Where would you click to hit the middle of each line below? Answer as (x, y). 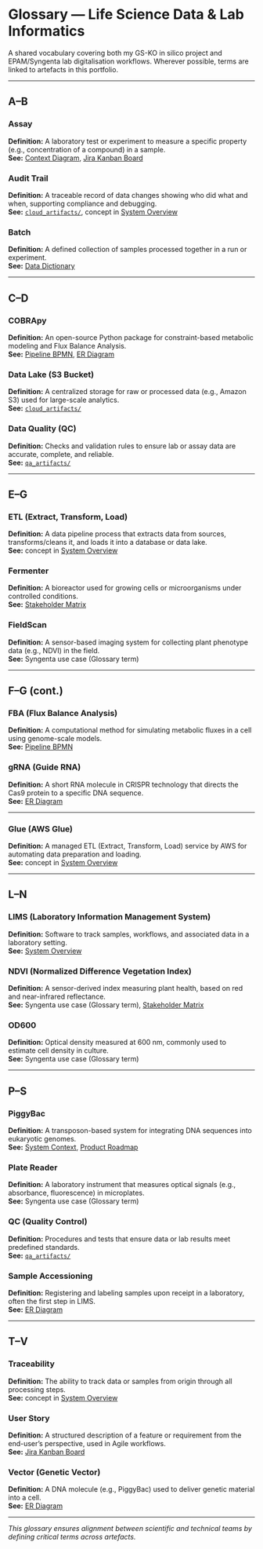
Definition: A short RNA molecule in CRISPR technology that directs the (123, 784)
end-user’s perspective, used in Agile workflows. (87, 1443)
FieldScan (27, 625)
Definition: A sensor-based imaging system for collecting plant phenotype (128, 642)
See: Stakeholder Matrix (47, 605)
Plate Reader (33, 1167)
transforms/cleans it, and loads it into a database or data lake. (108, 543)
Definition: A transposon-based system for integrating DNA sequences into (130, 1131)
